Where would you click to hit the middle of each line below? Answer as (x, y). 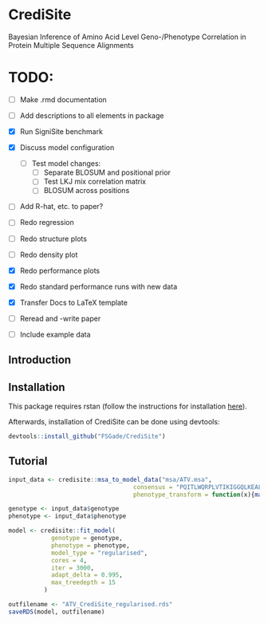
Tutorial (28, 461)
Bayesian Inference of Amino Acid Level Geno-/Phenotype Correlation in (127, 37)
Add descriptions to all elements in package (92, 115)
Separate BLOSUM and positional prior (107, 172)
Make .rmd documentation (63, 99)
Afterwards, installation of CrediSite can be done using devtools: (114, 422)
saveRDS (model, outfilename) (57, 612)
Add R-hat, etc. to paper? (61, 207)
